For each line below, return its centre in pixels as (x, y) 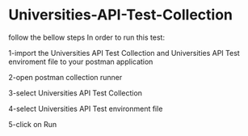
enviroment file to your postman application (81, 62)
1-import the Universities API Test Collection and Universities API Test (124, 53)
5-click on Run (33, 124)
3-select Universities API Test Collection (76, 93)
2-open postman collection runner (65, 77)
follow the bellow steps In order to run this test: (87, 37)
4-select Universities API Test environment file (86, 108)
